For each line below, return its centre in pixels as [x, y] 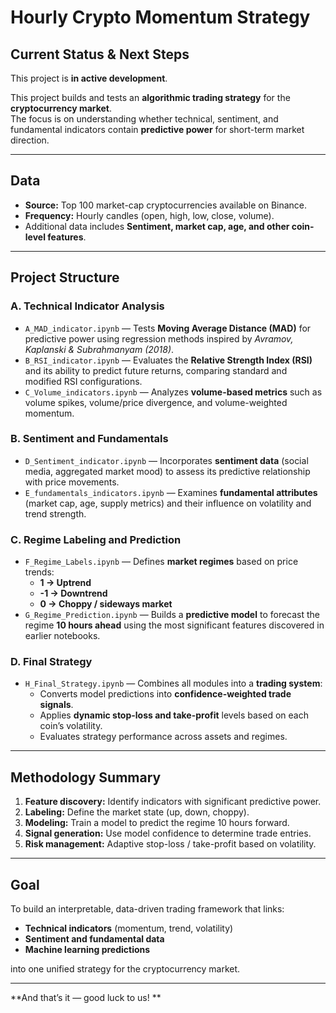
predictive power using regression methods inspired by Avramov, [159, 338]
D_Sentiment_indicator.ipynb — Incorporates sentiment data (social [166, 460]
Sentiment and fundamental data [94, 939]
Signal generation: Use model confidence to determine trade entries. [168, 833]
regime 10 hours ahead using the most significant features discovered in [174, 625]
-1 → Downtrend [73, 593]
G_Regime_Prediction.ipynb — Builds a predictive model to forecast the [172, 615]
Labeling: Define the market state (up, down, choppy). [137, 812]
